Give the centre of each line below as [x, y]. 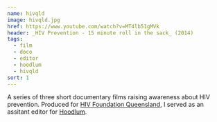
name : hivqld [26, 13]
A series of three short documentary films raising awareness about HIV [108, 97]
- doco [23, 52]
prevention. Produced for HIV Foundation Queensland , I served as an [106, 105]
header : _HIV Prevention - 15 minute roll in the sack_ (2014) [101, 33]
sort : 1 [18, 78]
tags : [15, 39]
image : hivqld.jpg [34, 20]
